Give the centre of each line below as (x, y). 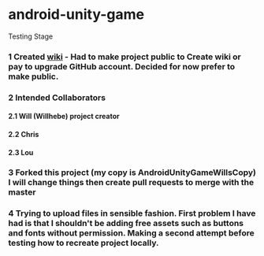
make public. (33, 76)
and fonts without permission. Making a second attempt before (131, 233)
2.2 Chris (24, 134)
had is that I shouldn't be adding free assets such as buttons (126, 224)
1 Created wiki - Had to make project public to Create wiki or (125, 57)
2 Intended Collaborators (57, 98)
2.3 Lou (21, 152)
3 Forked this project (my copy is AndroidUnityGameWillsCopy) (132, 173)
